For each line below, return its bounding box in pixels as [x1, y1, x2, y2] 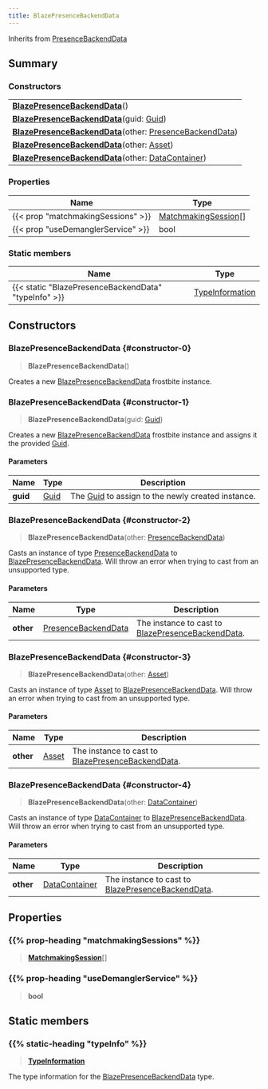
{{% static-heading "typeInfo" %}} [8, 1038, 148, 1049]
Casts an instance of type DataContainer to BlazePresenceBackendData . [8, 813, 247, 823]
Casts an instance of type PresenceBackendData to [8, 548, 178, 558]
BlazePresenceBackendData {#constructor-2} [8, 515, 191, 526]
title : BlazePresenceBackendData [8, 11, 120, 20]
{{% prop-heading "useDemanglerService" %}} [8, 973, 199, 984]
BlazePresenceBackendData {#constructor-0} [8, 343, 191, 354]
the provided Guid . [8, 438, 69, 448]
